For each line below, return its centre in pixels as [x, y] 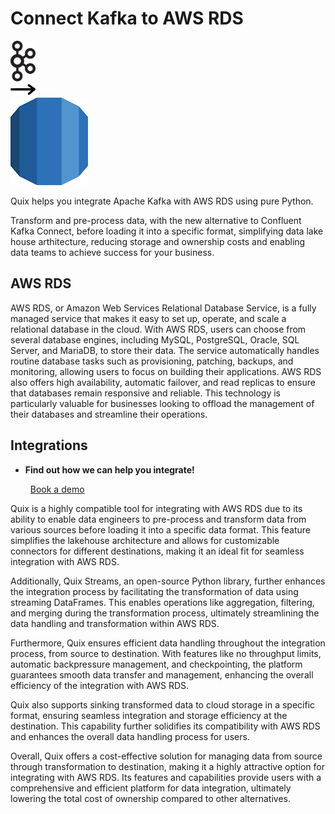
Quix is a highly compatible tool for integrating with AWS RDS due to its [156, 508]
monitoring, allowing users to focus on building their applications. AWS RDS [166, 371]
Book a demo [57, 489]
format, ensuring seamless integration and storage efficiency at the [149, 715]
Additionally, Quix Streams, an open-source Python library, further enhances [168, 581]
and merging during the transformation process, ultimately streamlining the [165, 613]
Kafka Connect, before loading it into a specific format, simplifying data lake [167, 231]
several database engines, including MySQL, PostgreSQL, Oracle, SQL [155, 339]
